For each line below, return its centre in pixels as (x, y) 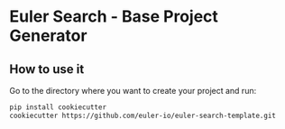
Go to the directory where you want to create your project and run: (133, 91)
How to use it (47, 69)
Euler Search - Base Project (114, 17)
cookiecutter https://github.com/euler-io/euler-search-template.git (143, 115)
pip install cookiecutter (58, 107)
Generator (48, 36)
